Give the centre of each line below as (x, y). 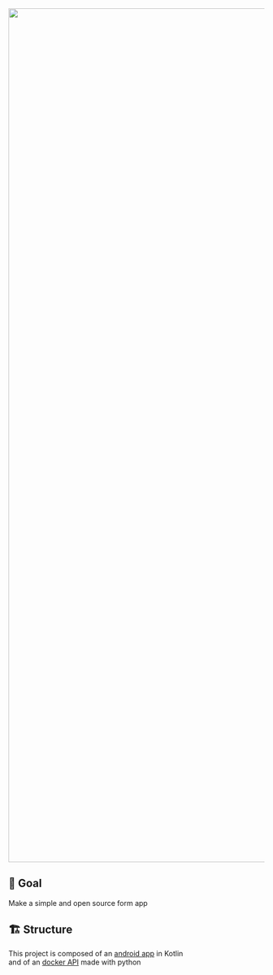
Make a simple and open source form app (78, 903)
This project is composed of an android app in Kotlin (96, 953)
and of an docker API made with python (75, 962)
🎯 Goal (25, 884)
